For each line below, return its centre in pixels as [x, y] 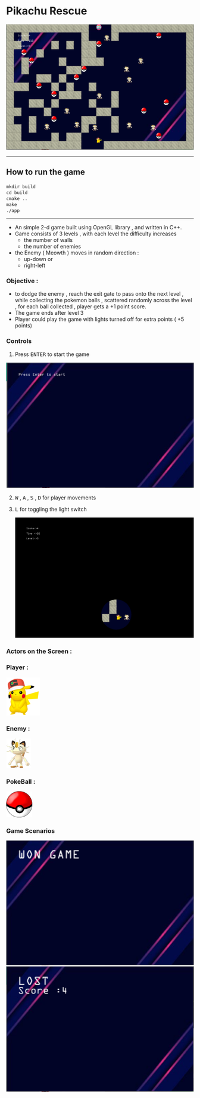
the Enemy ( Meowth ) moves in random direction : [77, 253]
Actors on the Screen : [39, 651]
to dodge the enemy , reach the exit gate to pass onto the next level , [99, 294]
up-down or [38, 259]
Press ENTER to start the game [52, 354]
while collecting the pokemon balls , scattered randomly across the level [103, 300]
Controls [19, 341]
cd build [17, 192]
